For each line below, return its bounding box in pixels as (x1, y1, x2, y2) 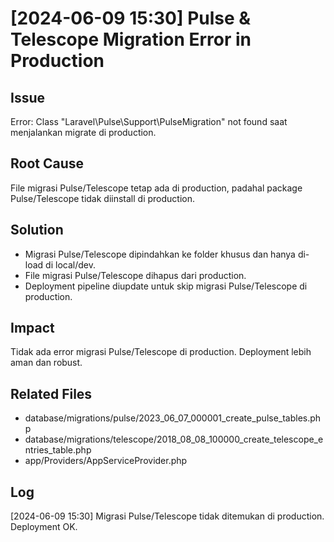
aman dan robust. (10, 357, 83, 369)
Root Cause (10, 155, 85, 172)
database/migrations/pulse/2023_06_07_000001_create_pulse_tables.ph (24, 412, 322, 424)
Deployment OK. (10, 521, 78, 533)
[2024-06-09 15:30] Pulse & (10, 7, 252, 30)
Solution (10, 222, 64, 239)
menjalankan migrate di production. (10, 127, 157, 138)
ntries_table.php (24, 444, 92, 456)
